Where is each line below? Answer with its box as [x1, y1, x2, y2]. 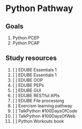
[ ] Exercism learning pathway [12, 102, 72, 109]
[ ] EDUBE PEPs [12, 82, 44, 88]
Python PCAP [12, 40, 40, 46]
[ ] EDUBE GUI [12, 87, 41, 93]
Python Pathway [5, 3, 73, 14]
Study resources [5, 54, 57, 62]
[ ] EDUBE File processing [12, 98, 65, 103]
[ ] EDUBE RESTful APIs [12, 92, 60, 98]
